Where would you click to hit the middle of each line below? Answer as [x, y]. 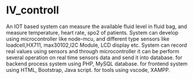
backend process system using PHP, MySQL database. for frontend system [97, 63]
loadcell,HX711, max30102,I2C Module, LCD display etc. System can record [96, 45]
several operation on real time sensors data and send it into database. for [94, 57]
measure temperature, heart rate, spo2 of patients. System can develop [92, 32]
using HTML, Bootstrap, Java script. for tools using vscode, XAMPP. [88, 70]
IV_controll [33, 10]
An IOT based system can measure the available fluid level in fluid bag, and [96, 26]
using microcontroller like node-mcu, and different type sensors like [88, 39]
